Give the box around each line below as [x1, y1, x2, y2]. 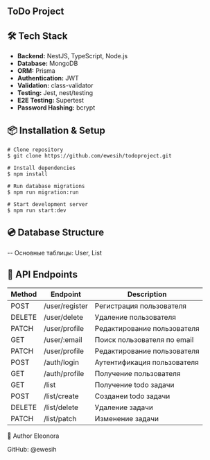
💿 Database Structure [7, 227, 105, 239]
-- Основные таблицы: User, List [7, 248, 102, 257]
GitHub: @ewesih [7, 445, 57, 453]
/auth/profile [44, 368, 85, 378]
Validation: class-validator [17, 81, 94, 90]
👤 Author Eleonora [7, 432, 60, 440]
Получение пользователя [94, 368, 181, 378]
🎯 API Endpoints [7, 269, 78, 280]
